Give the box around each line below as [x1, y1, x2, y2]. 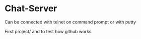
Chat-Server [4, 3, 58, 14]
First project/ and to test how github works [4, 28, 92, 34]
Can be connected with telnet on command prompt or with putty [4, 19, 136, 25]
